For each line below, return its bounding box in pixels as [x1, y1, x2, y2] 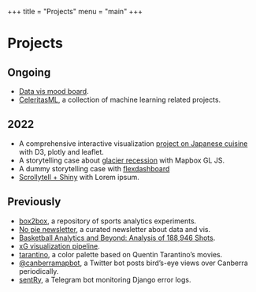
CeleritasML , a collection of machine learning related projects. [18, 95, 221, 104]
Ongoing [7, 66, 51, 79]
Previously [7, 195, 61, 208]
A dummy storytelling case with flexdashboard [18, 163, 170, 173]
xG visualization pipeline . [18, 241, 100, 251]
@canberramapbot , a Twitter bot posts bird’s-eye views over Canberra [18, 258, 249, 268]
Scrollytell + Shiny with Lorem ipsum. [18, 172, 139, 182]
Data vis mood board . [18, 87, 89, 95]
